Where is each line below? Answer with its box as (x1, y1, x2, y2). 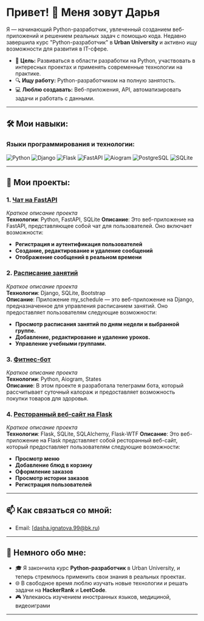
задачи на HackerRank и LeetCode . (15, 586, 107, 594)
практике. (15, 69, 41, 77)
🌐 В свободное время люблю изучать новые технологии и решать (15, 579, 188, 587)
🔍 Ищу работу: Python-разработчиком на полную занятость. (15, 76, 176, 84)
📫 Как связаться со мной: (6, 505, 112, 516)
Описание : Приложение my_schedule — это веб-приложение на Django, (6, 296, 194, 303)
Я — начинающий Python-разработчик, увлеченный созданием (6, 26, 171, 33)
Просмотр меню (15, 455, 59, 463)
